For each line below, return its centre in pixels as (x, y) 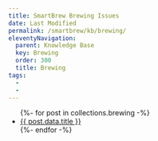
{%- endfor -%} (46, 130)
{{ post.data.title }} (50, 122)
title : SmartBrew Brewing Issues (64, 16)
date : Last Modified (43, 23)
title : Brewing (41, 68)
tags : (17, 75)
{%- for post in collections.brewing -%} (85, 113)
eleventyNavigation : (43, 38)
